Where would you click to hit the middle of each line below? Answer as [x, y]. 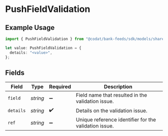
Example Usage [30, 28]
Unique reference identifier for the [116, 120]
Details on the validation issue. [111, 111]
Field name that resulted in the [111, 95]
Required [60, 87]
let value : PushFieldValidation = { [43, 48]
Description [118, 87]
